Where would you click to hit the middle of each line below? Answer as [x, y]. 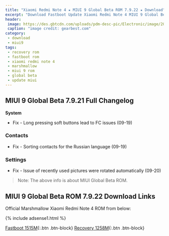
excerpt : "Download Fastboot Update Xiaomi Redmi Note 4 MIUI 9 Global [82, 15]
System [13, 113]
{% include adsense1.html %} [36, 218]
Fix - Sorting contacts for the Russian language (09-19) [70, 146]
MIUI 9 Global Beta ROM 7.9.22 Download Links [80, 196]
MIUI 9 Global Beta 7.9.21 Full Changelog [70, 101]
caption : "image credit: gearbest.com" [49, 29]
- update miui [22, 80]
